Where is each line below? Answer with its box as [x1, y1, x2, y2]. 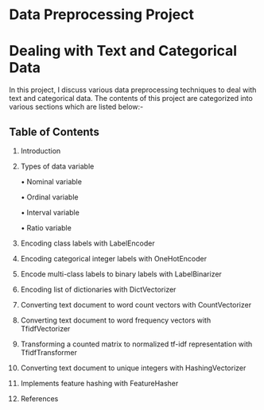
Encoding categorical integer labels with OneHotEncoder [20, 253, 208, 263]
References [20, 393, 59, 403]
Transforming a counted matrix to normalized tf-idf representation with [20, 339, 253, 349]
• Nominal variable [20, 176, 83, 186]
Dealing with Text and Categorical [9, 42, 238, 60]
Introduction [20, 145, 61, 156]
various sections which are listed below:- [9, 102, 144, 112]
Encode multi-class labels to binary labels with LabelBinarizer [20, 269, 222, 279]
